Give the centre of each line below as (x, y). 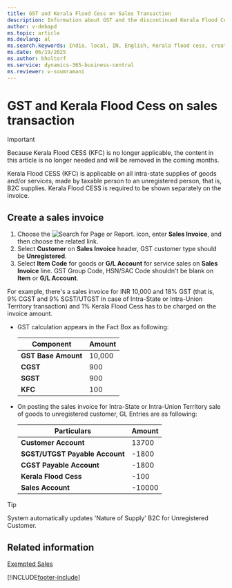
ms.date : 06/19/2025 (37, 53)
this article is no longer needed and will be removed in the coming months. (113, 160)
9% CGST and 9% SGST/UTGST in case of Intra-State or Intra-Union (105, 299)
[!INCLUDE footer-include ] (44, 578)
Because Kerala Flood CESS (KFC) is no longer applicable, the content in (110, 153)
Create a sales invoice (56, 218)
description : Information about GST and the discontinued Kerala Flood (112, 20)
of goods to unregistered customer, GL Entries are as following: (107, 414)
